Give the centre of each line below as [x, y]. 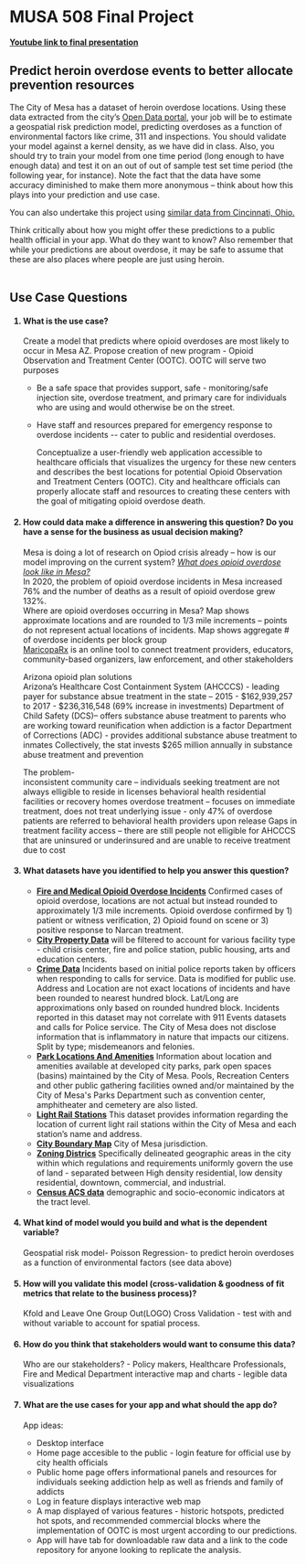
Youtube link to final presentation [74, 42]
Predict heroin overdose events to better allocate [152, 71]
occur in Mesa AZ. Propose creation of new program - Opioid [138, 351]
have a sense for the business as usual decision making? [133, 531]
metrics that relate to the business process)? [110, 1293]
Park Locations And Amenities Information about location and [154, 1056]
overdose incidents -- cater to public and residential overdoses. [156, 435]
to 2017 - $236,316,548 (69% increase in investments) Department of [153, 706]
